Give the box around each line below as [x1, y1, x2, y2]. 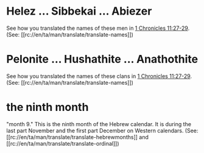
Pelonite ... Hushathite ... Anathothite [6, 52, 199, 66]
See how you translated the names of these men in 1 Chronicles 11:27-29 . [6, 24, 190, 32]
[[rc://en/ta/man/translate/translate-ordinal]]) [6, 140, 120, 147]
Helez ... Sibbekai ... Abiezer [6, 4, 152, 18]
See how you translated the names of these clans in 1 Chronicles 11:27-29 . [6, 72, 192, 80]
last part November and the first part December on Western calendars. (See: [6, 127, 199, 134]
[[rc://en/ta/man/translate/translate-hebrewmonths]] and [6, 133, 149, 141]
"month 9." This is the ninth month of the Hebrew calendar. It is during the [6, 120, 192, 127]
